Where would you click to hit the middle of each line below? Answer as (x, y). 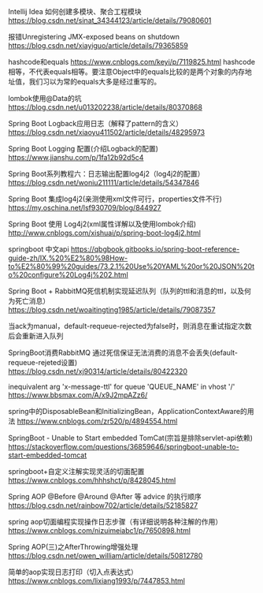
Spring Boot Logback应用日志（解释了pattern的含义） (96, 123)
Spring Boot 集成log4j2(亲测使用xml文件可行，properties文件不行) (115, 199)
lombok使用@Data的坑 (45, 98)
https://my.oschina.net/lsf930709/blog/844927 (85, 208)
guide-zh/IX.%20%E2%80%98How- (68, 258)
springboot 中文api (39, 249)
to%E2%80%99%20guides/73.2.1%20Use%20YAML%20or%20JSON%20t (131, 266)
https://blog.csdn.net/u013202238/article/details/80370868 (106, 107)
